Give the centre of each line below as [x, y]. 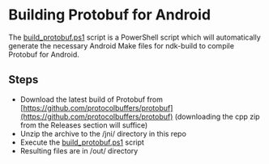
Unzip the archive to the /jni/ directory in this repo [103, 133]
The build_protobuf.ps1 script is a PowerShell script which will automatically [134, 37]
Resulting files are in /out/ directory [79, 150]
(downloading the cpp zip [218, 116]
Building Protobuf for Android [110, 15]
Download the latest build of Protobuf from [92, 99]
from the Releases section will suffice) [84, 125]
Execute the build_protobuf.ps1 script [82, 142]
